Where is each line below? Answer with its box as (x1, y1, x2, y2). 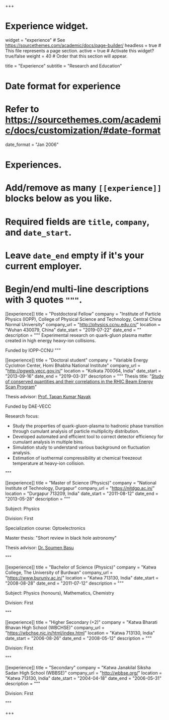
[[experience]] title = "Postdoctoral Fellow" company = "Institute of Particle (5, 311, 161, 317)
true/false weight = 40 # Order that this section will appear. (5, 53, 128, 59)
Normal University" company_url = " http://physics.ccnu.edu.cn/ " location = (5, 321, 161, 327)
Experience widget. (5, 21, 89, 32)
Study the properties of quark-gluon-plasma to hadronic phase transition (12, 422, 163, 428)
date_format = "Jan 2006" (5, 141, 59, 148)
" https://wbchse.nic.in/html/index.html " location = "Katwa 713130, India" (5, 630, 155, 636)
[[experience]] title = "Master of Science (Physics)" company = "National (5, 479, 157, 486)
